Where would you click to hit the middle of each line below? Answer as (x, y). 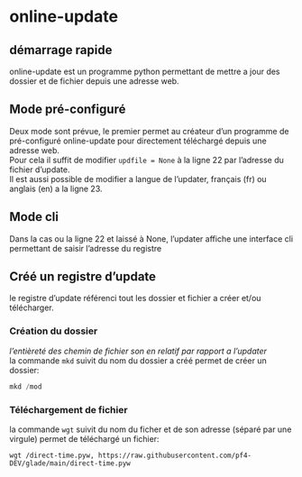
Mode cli (34, 217)
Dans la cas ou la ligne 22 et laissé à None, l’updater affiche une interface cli (151, 238)
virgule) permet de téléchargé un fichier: (84, 438)
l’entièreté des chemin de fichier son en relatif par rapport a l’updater (138, 351)
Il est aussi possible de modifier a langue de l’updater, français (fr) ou (138, 179)
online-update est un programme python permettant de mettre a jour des (145, 71)
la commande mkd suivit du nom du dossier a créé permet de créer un (138, 360)
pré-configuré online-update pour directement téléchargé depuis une (138, 141)
